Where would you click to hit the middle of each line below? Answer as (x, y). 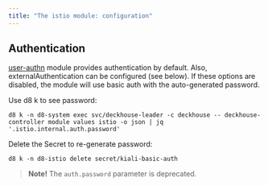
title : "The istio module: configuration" (80, 16)
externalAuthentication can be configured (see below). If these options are (132, 76)
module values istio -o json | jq (105, 122)
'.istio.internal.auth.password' (64, 130)
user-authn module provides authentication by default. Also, (108, 68)
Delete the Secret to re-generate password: (80, 144)
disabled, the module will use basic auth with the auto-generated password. (134, 85)
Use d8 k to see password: (53, 101)
